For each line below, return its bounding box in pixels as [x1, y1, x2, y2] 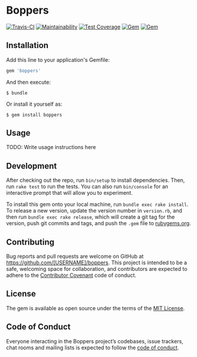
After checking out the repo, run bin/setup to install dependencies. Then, [6, 176, 185, 184]
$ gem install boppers [6, 112, 62, 118]
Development [6, 161, 58, 171]
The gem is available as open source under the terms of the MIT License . [6, 304, 185, 312]
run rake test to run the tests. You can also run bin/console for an [6, 183, 169, 190]
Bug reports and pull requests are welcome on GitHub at [6, 253, 144, 260]
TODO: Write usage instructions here [6, 144, 96, 151]
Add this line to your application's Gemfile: [6, 56, 110, 63]
